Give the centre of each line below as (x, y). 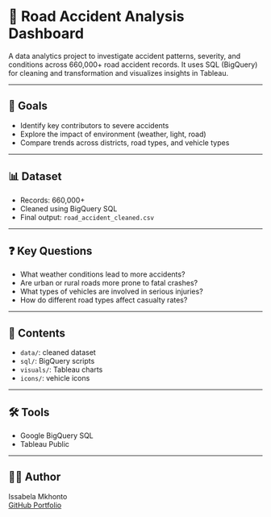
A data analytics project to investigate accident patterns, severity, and (124, 56)
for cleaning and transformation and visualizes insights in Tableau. (118, 73)
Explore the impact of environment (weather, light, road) (113, 134)
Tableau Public (45, 444)
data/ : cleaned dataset (58, 352)
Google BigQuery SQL (57, 436)
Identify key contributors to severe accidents (94, 125)
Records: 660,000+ (52, 200)
